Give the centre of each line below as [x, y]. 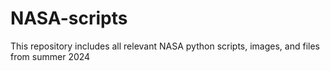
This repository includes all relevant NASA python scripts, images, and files [165, 46]
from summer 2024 [50, 56]
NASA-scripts [69, 18]
